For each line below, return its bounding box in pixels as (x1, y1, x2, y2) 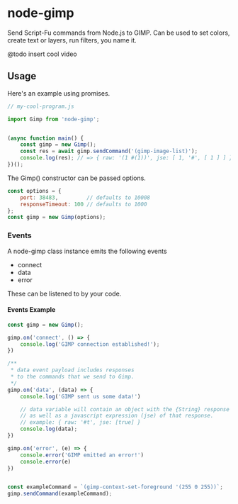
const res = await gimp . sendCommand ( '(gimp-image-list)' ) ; (20, 147, 198, 155)
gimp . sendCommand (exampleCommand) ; (7, 491, 113, 498)
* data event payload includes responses (10, 366, 135, 374)
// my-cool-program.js (7, 103, 74, 110)
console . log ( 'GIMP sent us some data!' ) (20, 393, 141, 400)
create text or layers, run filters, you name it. (7, 35, 137, 44)
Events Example (7, 306, 56, 314)
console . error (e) (20, 458, 72, 465)
